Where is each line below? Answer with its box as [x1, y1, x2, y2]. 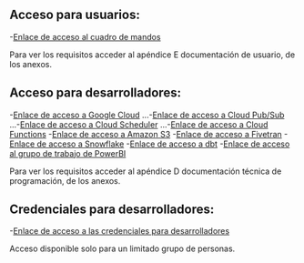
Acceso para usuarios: [9, 7, 141, 23]
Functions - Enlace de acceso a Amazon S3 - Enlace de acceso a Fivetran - [9, 128, 289, 139]
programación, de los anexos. [9, 175, 121, 186]
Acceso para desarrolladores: [9, 86, 182, 101]
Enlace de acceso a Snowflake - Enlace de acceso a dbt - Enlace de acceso [9, 138, 290, 149]
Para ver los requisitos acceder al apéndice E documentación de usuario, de [9, 49, 296, 60]
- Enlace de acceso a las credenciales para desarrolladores [9, 226, 230, 237]
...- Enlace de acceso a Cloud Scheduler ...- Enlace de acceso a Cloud [9, 118, 269, 130]
